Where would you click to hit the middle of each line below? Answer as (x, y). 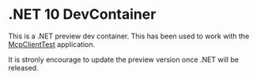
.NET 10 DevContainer (82, 14)
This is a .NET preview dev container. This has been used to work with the (129, 36)
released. (23, 67)
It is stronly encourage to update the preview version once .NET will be (124, 59)
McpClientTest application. (52, 44)
